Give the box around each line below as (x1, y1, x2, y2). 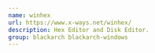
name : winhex (8, 11, 51, 19)
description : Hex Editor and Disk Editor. (8, 26, 149, 34)
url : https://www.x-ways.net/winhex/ (8, 19, 132, 26)
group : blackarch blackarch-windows (8, 33, 128, 41)
